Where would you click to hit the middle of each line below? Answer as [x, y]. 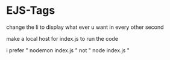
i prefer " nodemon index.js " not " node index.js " [68, 50]
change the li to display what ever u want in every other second [85, 27]
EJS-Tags [31, 10]
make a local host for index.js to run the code [62, 38]
